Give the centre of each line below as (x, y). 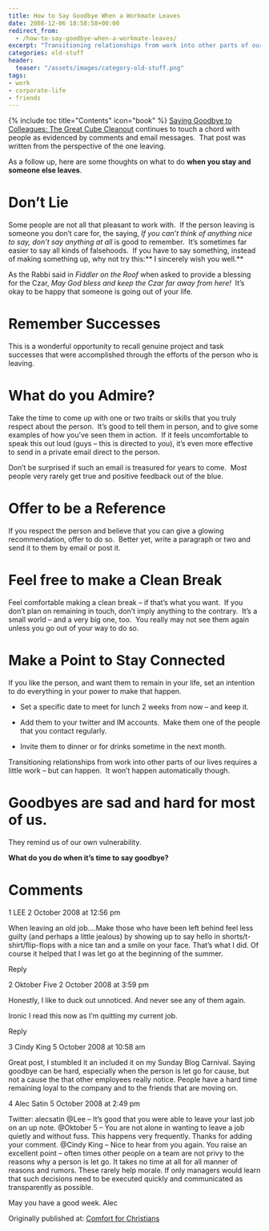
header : (21, 61)
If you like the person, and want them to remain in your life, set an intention (132, 682)
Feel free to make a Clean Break (115, 581)
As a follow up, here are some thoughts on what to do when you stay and (130, 162)
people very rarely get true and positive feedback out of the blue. (116, 476)
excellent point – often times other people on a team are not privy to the (126, 1153)
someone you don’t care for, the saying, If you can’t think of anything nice (130, 234)
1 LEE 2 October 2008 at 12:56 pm (64, 912)
